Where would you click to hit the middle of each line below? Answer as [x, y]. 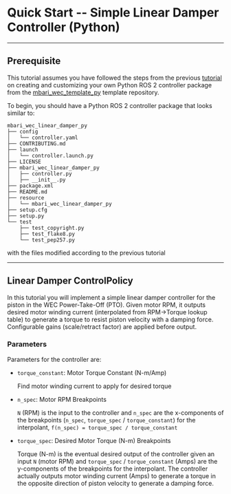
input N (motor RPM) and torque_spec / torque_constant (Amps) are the [117, 461]
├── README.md [27, 192]
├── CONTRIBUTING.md [37, 143]
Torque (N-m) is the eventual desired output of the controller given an [116, 454]
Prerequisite [34, 61]
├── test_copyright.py [52, 228]
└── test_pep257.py [47, 240]
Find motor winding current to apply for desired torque [94, 386]
